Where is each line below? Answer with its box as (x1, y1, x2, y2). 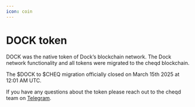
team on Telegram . (6, 94, 52, 101)
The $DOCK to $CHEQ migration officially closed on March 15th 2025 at (6, 71, 180, 78)
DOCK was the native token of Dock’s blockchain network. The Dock (6, 53, 172, 60)
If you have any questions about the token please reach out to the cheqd (6, 88, 182, 95)
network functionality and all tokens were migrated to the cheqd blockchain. (6, 59, 190, 66)
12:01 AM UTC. (6, 77, 42, 84)
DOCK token (6, 33, 67, 47)
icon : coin (6, 8, 33, 15)
